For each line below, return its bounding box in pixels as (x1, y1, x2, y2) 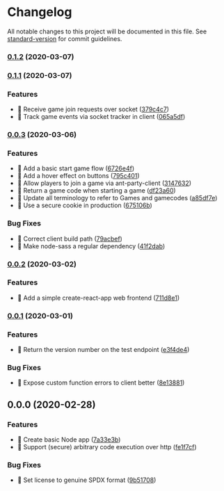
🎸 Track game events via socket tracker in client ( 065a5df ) (17, 113, 186, 121)
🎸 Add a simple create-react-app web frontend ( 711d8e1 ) (17, 293, 179, 302)
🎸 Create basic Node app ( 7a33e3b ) (17, 435, 121, 444)
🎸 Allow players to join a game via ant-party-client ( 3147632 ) (17, 179, 192, 188)
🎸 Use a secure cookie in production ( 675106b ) (17, 201, 153, 209)
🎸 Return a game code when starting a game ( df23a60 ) (17, 186, 176, 195)
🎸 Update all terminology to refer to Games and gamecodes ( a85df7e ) (17, 194, 218, 202)
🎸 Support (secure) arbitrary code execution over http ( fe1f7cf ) (17, 443, 197, 451)
